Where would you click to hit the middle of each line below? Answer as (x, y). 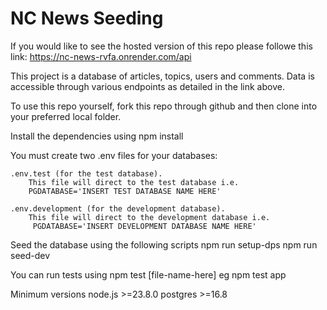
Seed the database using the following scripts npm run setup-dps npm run (164, 244)
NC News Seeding (87, 18)
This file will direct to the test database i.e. (134, 182)
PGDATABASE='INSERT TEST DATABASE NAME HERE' (125, 191)
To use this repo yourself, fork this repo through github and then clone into (164, 106)
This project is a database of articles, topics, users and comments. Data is (162, 76)
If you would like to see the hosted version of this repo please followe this (161, 46)
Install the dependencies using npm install (97, 136)
